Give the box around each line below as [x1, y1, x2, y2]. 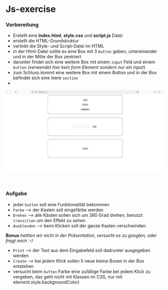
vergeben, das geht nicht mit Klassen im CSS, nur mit [12, 274, 123, 280]
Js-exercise [5, 3, 56, 15]
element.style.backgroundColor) [12, 279, 80, 285]
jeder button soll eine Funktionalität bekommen [12, 201, 110, 207]
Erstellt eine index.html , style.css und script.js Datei [12, 32, 123, 38]
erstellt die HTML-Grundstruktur [12, 38, 79, 44]
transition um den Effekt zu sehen [12, 217, 86, 223]
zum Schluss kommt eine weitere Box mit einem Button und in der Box [12, 70, 157, 76]
